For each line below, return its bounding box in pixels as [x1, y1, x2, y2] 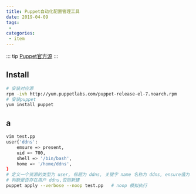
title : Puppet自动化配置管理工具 [6, 8, 80, 15]
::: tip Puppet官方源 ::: [6, 53, 59, 59]
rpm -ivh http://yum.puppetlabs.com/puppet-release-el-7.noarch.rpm [6, 91, 177, 97]
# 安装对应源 [6, 86, 33, 91]
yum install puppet [6, 102, 54, 108]
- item [8, 36, 25, 42]
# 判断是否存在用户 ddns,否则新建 [6, 177, 80, 183]
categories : [6, 30, 35, 36]
